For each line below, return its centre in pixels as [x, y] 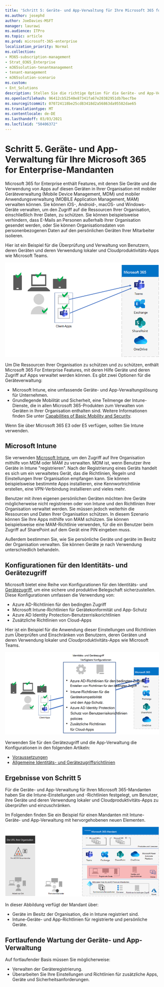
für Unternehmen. [30, 395]
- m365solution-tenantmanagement [39, 67]
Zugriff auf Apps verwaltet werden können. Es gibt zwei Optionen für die [78, 375]
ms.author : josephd [25, 15]
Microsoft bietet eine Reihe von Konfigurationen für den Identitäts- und [76, 585]
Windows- [136, 204]
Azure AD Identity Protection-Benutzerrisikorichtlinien [66, 615]
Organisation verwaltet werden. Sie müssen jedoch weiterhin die [70, 509]
